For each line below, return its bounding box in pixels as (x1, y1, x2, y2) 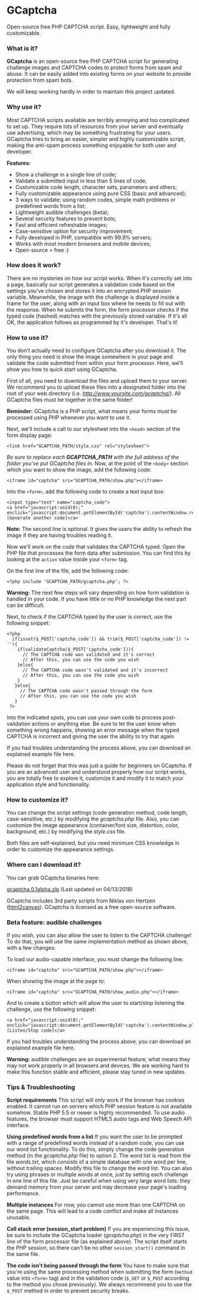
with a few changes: (6, 944, 56, 952)
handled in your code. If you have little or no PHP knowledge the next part (6, 595, 187, 603)
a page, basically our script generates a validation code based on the (6, 281, 175, 288)
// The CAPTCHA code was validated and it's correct (22, 652, 155, 658)
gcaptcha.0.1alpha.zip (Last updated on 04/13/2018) (6, 885, 133, 892)
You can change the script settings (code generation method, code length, (6, 809, 188, 816)
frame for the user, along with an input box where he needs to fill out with (6, 300, 185, 307)
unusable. (6, 1214, 31, 1221)
